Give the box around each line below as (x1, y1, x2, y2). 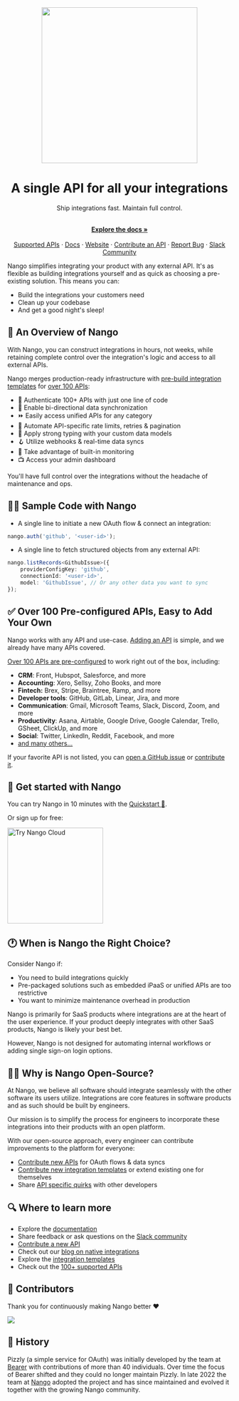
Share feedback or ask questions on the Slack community (17, 1232, 187, 1241)
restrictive (17, 988, 48, 997)
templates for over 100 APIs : (7, 381, 90, 391)
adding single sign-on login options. (7, 1047, 112, 1055)
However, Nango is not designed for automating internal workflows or (7, 1039, 211, 1048)
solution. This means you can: (31, 276, 119, 285)
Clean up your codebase (17, 298, 90, 306)
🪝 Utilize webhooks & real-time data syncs (17, 437, 144, 445)
